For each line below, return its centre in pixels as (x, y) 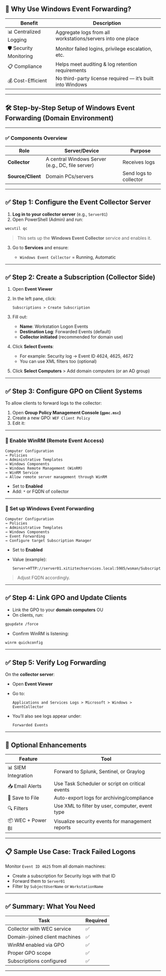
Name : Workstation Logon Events (54, 326)
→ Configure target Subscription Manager (48, 540)
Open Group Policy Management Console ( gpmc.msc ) (66, 413)
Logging (17, 40)
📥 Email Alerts (25, 786)
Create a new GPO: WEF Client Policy (51, 418)
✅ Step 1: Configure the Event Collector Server (78, 202)
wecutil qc (16, 228)
